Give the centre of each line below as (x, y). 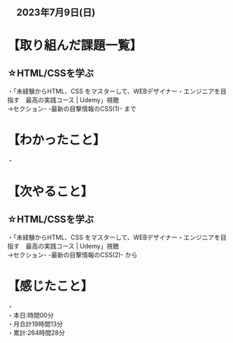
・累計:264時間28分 (36, 333)
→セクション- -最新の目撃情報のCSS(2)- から (72, 255)
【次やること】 (50, 191)
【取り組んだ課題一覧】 (75, 45)
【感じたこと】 (50, 286)
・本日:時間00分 (30, 315)
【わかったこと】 (57, 140)
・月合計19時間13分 (35, 324)
